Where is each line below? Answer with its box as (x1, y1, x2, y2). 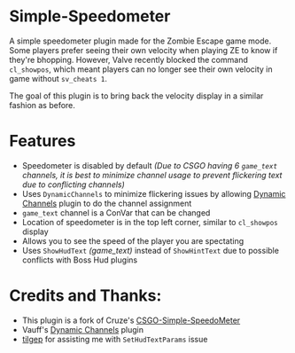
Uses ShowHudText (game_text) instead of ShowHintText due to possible (21, 245, 279, 255)
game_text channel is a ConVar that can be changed (21, 207, 211, 218)
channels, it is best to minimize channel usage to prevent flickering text (21, 169, 283, 180)
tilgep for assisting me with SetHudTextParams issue (21, 333, 208, 344)
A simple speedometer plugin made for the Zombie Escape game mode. (9, 35, 272, 46)
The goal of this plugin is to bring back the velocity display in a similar (9, 90, 264, 101)
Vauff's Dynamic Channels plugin (21, 324, 144, 334)
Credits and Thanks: (9, 286, 162, 306)
